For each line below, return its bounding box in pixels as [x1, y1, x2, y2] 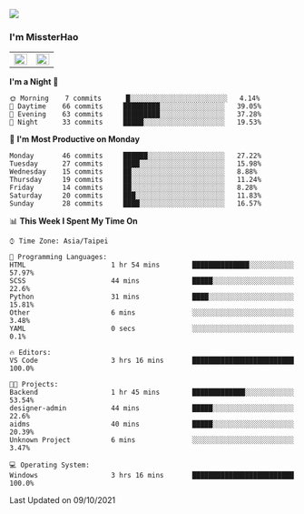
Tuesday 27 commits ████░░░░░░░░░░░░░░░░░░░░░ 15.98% [9, 159, 261, 168]
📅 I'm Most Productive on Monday [9, 134, 141, 145]
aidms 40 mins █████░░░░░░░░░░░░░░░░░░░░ [9, 419, 295, 429]
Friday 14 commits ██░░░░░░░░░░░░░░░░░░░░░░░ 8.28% [9, 183, 258, 193]
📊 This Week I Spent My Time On [9, 216, 138, 227]
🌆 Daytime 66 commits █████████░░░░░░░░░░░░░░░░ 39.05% [9, 102, 261, 111]
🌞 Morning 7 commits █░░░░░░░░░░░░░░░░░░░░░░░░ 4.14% [9, 94, 260, 104]
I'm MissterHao [9, 30, 79, 43]
